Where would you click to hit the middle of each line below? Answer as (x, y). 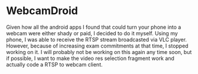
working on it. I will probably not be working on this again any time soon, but (99, 52)
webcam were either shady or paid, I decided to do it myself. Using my (92, 33)
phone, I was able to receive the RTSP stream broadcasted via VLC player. (97, 39)
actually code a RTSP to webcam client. (54, 64)
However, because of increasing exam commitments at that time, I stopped (97, 46)
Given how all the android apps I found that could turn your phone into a (94, 27)
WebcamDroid (42, 11)
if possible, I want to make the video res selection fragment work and (90, 58)
